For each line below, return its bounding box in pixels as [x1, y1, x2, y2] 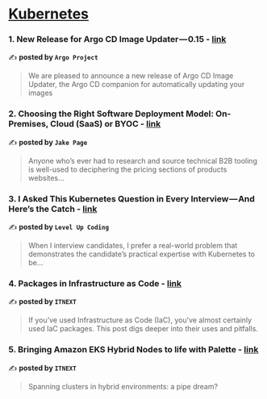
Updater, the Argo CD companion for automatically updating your [27, 80, 245, 89]
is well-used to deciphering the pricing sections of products [27, 164, 227, 174]
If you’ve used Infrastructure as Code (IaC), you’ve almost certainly [27, 315, 252, 325]
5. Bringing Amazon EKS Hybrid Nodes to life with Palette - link [8, 344, 259, 355]
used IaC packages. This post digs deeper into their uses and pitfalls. [27, 324, 258, 334]
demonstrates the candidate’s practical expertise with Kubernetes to [27, 249, 256, 259]
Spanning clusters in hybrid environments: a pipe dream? [27, 381, 219, 391]
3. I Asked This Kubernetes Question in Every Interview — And [8, 193, 256, 204]
